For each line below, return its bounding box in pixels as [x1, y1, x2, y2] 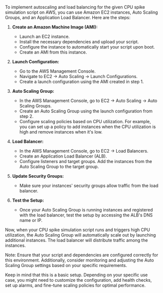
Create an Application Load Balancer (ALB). [19, 153, 107, 159]
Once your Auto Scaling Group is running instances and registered [19, 207, 153, 213]
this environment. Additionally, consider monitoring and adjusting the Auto [5, 257, 154, 263]
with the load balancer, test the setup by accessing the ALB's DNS [19, 212, 153, 218]
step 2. [19, 113, 34, 119]
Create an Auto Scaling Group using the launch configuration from [19, 108, 153, 114]
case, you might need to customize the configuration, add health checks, [5, 277, 152, 283]
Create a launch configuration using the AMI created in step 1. [19, 79, 144, 84]
